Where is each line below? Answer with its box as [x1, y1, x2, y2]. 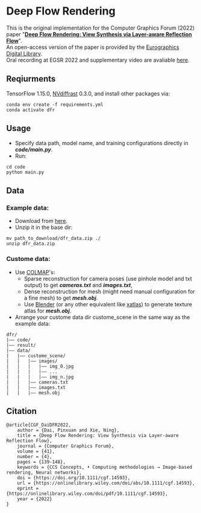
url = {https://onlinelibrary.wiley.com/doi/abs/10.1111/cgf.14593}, [17, 480, 196, 486]
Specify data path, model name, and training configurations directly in [14, 139, 188, 146]
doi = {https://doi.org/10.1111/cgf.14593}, [17, 475, 131, 481]
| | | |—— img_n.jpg [6, 373, 74, 380]
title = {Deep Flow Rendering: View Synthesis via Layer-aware [17, 433, 179, 439]
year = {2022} [17, 496, 52, 502]
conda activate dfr [6, 107, 55, 113]
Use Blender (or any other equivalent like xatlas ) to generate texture [23, 300, 193, 308]
